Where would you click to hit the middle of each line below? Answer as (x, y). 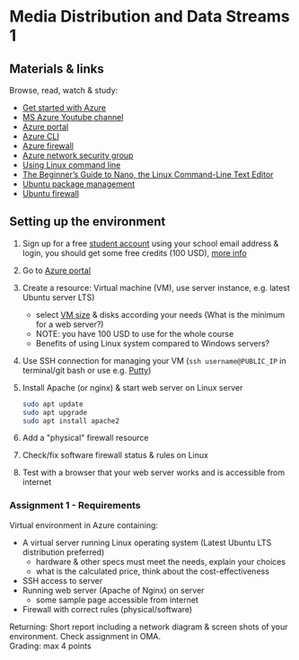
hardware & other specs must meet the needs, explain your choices (160, 561)
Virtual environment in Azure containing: (84, 525)
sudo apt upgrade (55, 412)
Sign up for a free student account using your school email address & (150, 243)
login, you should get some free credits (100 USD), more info (134, 252)
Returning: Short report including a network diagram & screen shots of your (149, 627)
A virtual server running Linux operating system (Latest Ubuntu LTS (147, 542)
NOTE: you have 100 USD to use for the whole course (135, 333)
